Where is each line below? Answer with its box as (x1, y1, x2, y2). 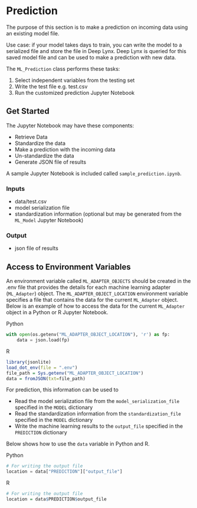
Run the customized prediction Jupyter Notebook (14, 89, 134, 96)
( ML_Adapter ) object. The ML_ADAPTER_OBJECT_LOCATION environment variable (6, 290, 189, 297)
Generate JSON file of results (14, 158, 87, 166)
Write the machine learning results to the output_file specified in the (14, 423, 183, 430)
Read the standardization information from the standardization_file (14, 410, 181, 417)
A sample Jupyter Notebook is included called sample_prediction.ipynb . (6, 170, 182, 177)
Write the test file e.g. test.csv (14, 83, 88, 90)
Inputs (6, 184, 25, 193)
